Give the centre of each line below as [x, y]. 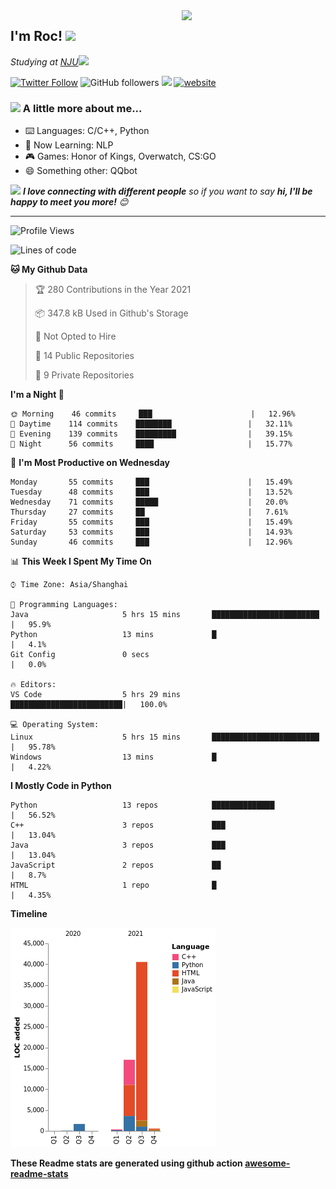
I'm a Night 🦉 [37, 395]
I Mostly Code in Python [61, 786]
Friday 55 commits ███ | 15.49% [151, 522]
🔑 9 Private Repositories [84, 375]
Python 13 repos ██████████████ [142, 805]
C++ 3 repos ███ [118, 825]
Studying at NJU [44, 61]
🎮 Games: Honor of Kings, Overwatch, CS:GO [120, 156]
